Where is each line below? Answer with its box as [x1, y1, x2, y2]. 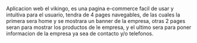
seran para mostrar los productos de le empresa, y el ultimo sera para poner [6, 24, 192, 31]
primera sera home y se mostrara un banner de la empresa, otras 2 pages [6, 18, 186, 24]
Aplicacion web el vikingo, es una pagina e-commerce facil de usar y [6, 5, 174, 12]
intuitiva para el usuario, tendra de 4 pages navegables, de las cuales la [6, 11, 180, 18]
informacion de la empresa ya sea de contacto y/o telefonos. [6, 30, 154, 37]
